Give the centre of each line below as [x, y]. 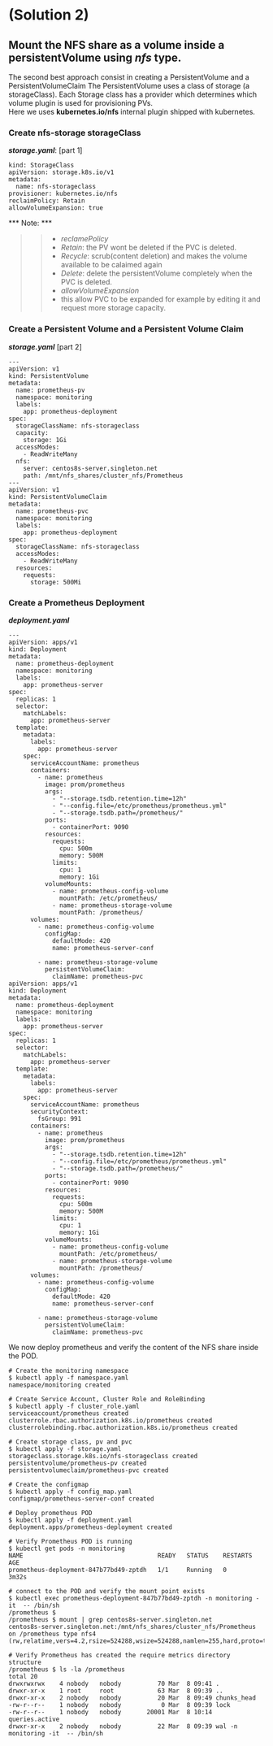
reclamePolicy [84, 239]
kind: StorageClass [41, 165]
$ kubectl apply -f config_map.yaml [70, 1492]
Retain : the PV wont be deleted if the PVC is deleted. [149, 248]
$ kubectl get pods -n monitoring [67, 1548]
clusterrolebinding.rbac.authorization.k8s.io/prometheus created [123, 1427]
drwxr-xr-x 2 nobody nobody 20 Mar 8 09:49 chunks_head [132, 1698]
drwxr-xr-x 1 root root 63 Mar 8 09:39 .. [116, 1691]
